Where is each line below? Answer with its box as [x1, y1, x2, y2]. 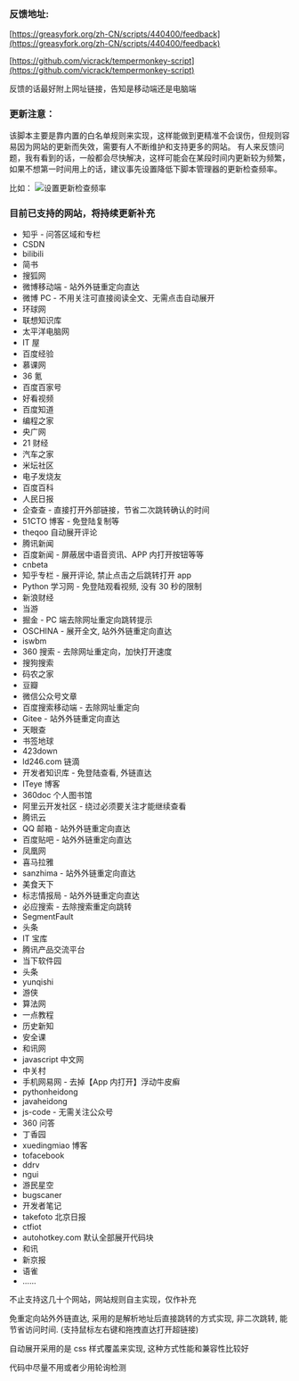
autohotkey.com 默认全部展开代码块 [21, 1232, 154, 1243]
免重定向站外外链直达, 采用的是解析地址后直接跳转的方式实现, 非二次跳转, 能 [9, 1312, 287, 1323]
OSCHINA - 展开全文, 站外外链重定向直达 [21, 625, 173, 636]
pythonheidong [21, 1086, 78, 1097]
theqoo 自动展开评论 [21, 527, 98, 537]
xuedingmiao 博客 [21, 1140, 88, 1151]
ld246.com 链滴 [21, 756, 80, 767]
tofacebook [21, 1150, 65, 1161]
